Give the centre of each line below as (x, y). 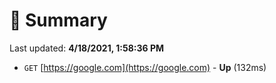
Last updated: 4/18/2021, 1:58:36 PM (87, 48)
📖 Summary (58, 20)
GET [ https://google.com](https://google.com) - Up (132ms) (145, 67)
